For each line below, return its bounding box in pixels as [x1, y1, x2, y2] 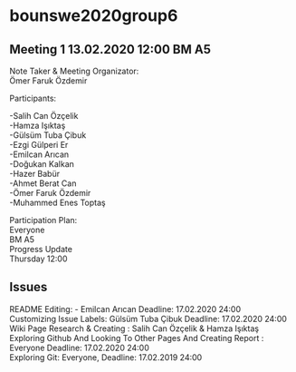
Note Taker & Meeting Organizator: [9, 65, 139, 76]
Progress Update [9, 244, 72, 254]
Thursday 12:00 [9, 253, 68, 264]
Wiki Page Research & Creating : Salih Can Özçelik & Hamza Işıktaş [9, 323, 260, 334]
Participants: [9, 93, 57, 103]
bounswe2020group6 [9, 5, 178, 26]
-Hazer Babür [9, 169, 61, 179]
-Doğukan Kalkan [9, 159, 75, 169]
